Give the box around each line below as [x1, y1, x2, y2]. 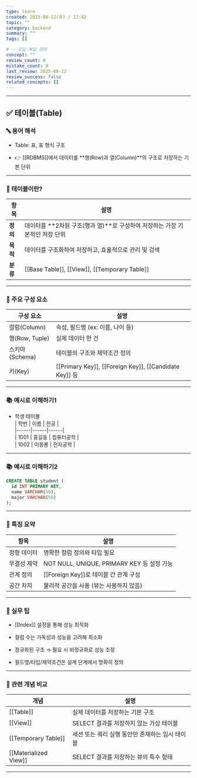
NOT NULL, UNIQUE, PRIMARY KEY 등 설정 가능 [43, 559, 173, 567]
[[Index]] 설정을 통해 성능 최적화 [14, 621, 89, 628]
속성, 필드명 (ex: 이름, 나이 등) [56, 324, 134, 332]
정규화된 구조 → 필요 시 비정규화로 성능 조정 [14, 646, 116, 653]
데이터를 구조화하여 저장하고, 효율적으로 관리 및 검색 [24, 246, 160, 254]
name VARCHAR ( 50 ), [11, 489, 57, 495]
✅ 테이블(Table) [6, 108, 63, 118]
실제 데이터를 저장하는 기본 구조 [72, 708, 155, 716]
